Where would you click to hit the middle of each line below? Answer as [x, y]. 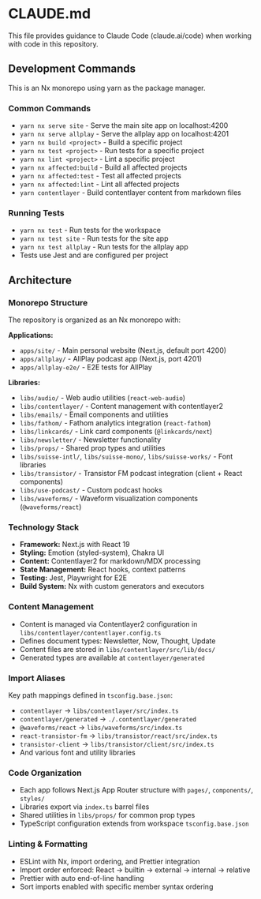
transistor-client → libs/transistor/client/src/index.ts [117, 744]
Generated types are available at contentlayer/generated [112, 657]
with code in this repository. [53, 43]
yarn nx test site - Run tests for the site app [94, 238]
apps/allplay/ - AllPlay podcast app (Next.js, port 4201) [111, 359]
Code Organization [45, 773]
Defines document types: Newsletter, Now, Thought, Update [117, 641]
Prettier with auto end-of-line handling [82, 878]
